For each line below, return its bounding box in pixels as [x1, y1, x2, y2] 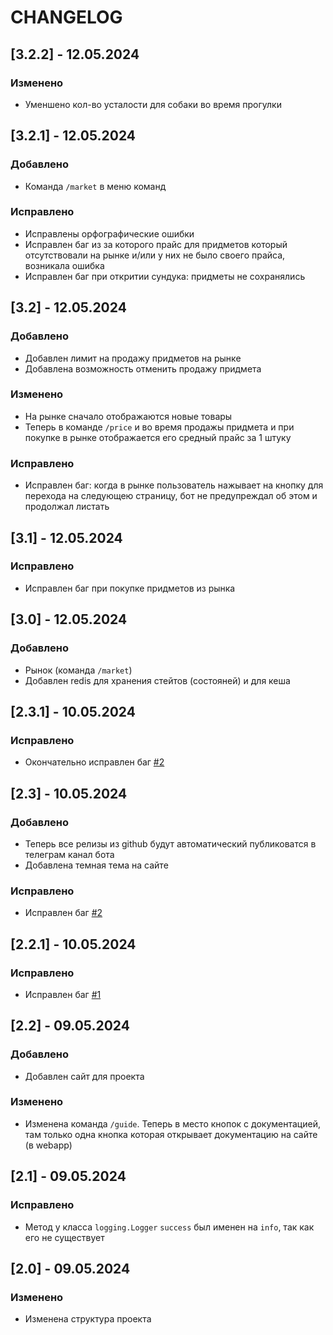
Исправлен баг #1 [24, 988, 102, 1000]
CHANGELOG [10, 6, 123, 29]
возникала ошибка [24, 259, 105, 271]
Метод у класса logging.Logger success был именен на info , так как [24, 1221, 315, 1233]
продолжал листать [24, 501, 110, 513]
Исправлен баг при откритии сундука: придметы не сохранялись [24, 270, 306, 282]
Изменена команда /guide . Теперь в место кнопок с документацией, [24, 1117, 321, 1130]
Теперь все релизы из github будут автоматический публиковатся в [24, 837, 317, 850]
